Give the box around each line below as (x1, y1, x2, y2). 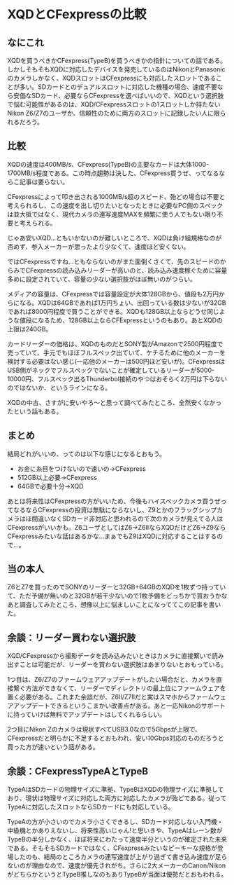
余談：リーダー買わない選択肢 (7, 631, 136, 643)
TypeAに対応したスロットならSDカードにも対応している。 (7, 803, 175, 811)
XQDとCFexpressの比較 (7, 6, 147, 22)
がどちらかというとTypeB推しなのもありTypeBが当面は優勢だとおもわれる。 (7, 870, 228, 879)
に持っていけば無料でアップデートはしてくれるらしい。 (7, 711, 166, 719)
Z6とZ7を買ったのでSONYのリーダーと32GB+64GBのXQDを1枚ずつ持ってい (7, 583, 226, 591)
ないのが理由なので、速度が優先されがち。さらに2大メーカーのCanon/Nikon (7, 861, 226, 870)
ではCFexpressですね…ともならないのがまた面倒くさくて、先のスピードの (7, 257, 220, 266)
